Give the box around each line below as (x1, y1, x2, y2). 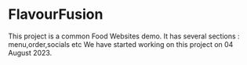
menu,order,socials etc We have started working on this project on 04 (8, 39, 234, 49)
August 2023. (8, 48, 53, 57)
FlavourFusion (8, 5, 104, 23)
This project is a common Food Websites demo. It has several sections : (8, 31, 241, 41)
